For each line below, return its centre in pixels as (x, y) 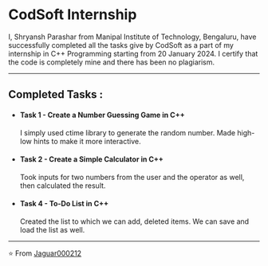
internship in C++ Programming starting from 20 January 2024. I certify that (133, 53)
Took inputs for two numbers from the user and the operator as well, (132, 177)
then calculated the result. (63, 186)
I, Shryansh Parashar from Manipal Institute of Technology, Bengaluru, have (132, 37)
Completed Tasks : (56, 94)
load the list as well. (52, 229)
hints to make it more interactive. (87, 141)
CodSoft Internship (73, 15)
